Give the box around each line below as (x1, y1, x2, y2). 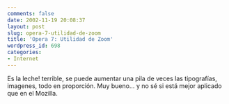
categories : (7, 49, 42, 56)
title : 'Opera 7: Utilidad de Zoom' (7, 36, 113, 43)
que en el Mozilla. (7, 89, 58, 97)
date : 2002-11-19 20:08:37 (7, 17, 86, 24)
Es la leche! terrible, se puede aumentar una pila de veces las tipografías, (7, 74, 218, 83)
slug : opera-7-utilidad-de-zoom (7, 29, 101, 37)
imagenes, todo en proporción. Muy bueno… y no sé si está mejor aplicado (7, 81, 222, 90)
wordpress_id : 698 (7, 42, 61, 49)
